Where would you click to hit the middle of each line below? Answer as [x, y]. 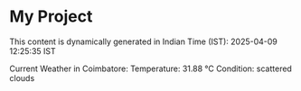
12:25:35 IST [33, 50]
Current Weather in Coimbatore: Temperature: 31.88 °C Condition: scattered [150, 68]
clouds [22, 77]
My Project [51, 17]
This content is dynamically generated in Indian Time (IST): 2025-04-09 [144, 41]
